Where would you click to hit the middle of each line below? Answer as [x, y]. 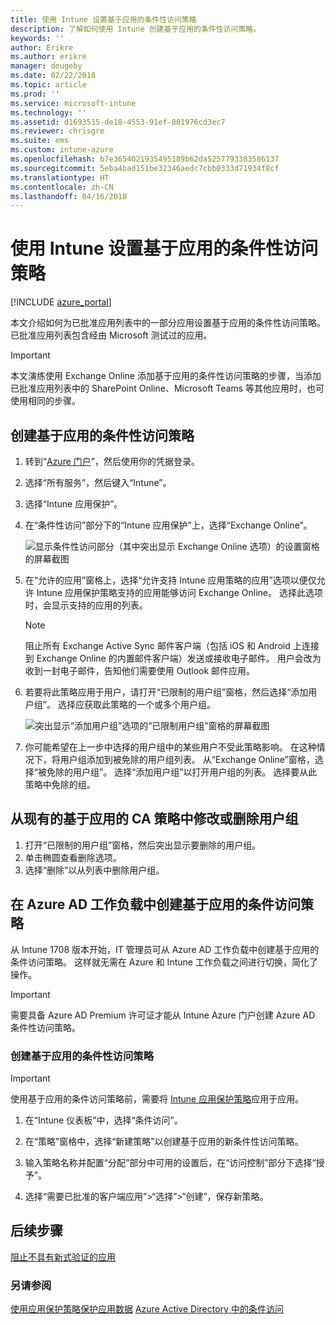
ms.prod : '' [35, 94]
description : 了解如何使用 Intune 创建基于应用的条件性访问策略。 [136, 29]
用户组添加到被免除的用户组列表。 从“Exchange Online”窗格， [187, 759]
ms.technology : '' [48, 112]
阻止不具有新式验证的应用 [63, 1257]
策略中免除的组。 [60, 784]
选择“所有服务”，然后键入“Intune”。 [98, 482]
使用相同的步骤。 [45, 401]
